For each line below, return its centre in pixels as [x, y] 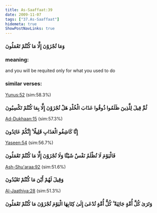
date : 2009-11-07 [23, 15]
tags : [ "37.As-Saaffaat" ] [32, 19]
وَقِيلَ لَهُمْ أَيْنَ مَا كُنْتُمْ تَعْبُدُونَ [34, 180]
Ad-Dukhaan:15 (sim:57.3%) [34, 118]
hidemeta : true [21, 24]
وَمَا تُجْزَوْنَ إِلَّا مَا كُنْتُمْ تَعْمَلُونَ [35, 46]
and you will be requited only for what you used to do [60, 70]
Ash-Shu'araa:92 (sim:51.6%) [36, 167]
